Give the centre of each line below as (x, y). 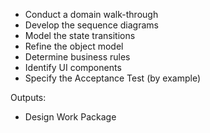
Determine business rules (77, 57)
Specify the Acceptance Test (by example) (113, 78)
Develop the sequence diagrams (91, 25)
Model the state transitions (80, 35)
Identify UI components (73, 67)
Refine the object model (74, 46)
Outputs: (28, 97)
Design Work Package (70, 117)
